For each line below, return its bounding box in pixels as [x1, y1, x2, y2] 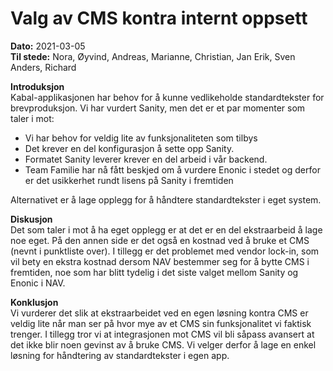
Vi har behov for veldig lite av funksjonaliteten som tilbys [24, 132, 258, 144]
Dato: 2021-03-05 [10, 40, 86, 52]
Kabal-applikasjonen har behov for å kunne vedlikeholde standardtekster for [10, 91, 325, 103]
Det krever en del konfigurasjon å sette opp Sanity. [24, 142, 235, 154]
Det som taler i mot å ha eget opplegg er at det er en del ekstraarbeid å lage [10, 223, 323, 236]
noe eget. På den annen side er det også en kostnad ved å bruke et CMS [10, 234, 310, 246]
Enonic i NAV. [10, 277, 66, 289]
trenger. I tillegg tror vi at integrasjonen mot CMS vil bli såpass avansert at [10, 328, 315, 340]
